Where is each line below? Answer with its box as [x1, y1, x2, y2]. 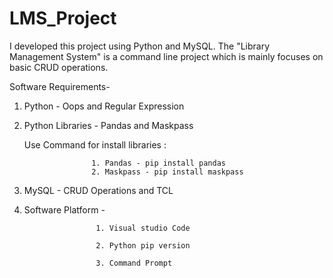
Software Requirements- [9, 80, 111, 92]
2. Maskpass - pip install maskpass [91, 167, 244, 177]
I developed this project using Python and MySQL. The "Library [9, 40, 271, 52]
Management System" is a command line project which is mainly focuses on [9, 50, 324, 62]
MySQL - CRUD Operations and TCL [23, 184, 174, 196]
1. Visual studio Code [95, 223, 191, 233]
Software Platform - [23, 203, 106, 216]
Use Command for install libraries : [23, 138, 167, 151]
